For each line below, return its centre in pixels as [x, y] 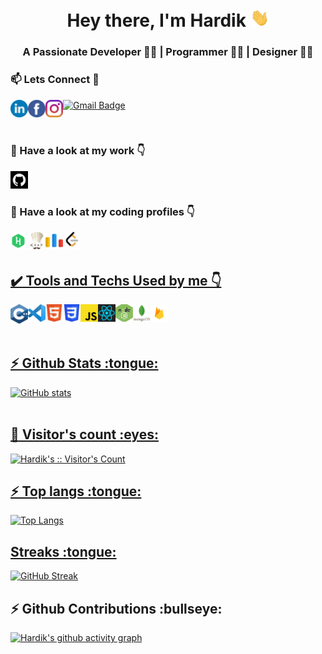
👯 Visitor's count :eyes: [84, 434]
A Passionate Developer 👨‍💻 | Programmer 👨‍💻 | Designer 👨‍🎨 [168, 52]
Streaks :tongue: [63, 551]
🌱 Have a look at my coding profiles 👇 [102, 211]
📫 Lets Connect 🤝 [55, 80]
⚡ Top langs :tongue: [76, 491]
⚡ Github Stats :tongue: [84, 363]
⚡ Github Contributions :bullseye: [116, 608]
